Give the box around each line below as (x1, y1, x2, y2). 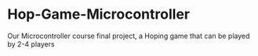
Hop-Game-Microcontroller (7, 5, 190, 23)
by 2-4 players (7, 39, 56, 48)
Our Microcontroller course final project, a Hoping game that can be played (7, 31, 250, 40)
